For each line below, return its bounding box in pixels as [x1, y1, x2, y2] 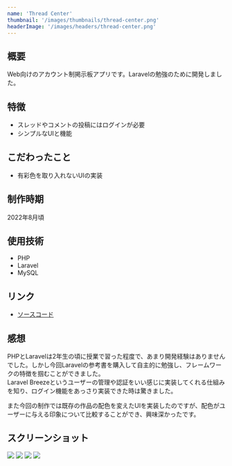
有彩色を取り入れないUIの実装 [17, 171, 102, 179]
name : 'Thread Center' [7, 10, 73, 17]
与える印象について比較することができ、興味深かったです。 [30, 410, 200, 419]
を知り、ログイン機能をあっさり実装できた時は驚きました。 [7, 387, 177, 395]
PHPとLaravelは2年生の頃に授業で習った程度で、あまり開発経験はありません [7, 352, 226, 361]
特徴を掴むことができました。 [19, 370, 105, 378]
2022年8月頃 [7, 213, 45, 222]
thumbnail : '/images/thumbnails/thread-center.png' [7, 17, 159, 24]
